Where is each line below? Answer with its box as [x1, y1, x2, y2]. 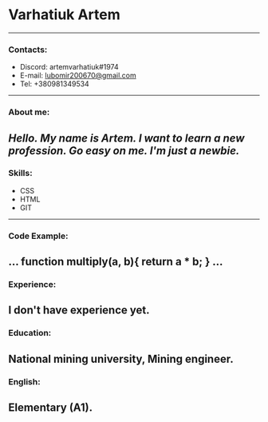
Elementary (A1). [8, 401, 93, 415]
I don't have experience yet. [8, 304, 150, 317]
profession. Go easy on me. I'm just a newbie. [8, 144, 240, 157]
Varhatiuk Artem [8, 6, 121, 24]
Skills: [8, 168, 33, 179]
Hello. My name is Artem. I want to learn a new [8, 131, 245, 145]
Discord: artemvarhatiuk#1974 [19, 62, 120, 72]
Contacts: [8, 44, 48, 55]
